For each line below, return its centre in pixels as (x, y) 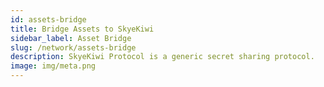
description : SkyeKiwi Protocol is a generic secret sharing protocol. (162, 57)
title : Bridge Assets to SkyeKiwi (82, 29)
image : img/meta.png (53, 66)
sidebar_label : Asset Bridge (71, 38)
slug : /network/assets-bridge (73, 47)
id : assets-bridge (48, 19)
